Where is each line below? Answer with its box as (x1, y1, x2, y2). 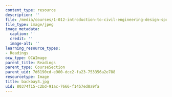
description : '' (5, 12, 40, 17)
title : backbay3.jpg (5, 79, 50, 84)
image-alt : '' (10, 41, 40, 46)
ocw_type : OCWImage (5, 55, 47, 61)
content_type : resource (5, 7, 56, 13)
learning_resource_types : (5, 46, 60, 51)
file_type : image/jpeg (5, 22, 54, 27)
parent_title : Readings (5, 60, 56, 65)
